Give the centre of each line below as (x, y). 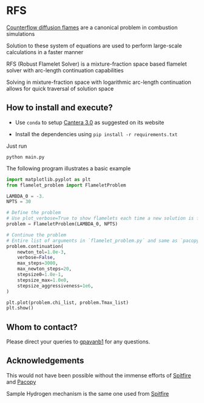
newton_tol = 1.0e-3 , (42, 252)
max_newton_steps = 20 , (44, 269)
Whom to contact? (42, 327)
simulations (21, 33)
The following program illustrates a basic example (69, 168)
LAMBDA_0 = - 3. (25, 196)
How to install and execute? (60, 108)
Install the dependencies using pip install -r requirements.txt (96, 134)
